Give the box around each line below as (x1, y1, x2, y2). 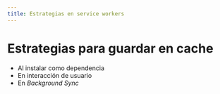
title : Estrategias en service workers (7, 10, 125, 18)
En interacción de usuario (17, 71, 92, 79)
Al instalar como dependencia (17, 64, 104, 72)
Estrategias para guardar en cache (7, 40, 214, 56)
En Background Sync (17, 79, 79, 87)
